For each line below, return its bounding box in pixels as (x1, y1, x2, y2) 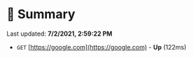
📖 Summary (6, 6, 76, 22)
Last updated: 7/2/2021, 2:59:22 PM (6, 29, 113, 38)
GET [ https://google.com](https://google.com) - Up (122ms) (16, 43, 187, 51)
